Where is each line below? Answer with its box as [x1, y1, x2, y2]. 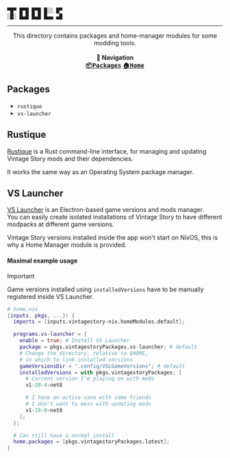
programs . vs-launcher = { [13, 330, 88, 338]
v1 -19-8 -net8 [25, 407, 63, 413]
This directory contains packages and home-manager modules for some [12, 32, 218, 40]
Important [7, 272, 35, 280]
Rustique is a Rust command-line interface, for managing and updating [7, 147, 207, 155]
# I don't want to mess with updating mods [25, 400, 152, 408]
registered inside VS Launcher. [7, 292, 94, 300]
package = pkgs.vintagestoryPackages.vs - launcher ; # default [19, 343, 197, 350]
